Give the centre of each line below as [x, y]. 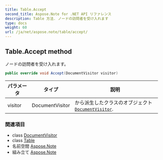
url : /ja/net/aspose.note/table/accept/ [47, 32]
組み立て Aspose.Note [34, 152]
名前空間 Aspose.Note [34, 146]
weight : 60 [16, 28]
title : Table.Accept [26, 9]
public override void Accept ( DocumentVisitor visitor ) [62, 73]
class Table [23, 140]
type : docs [16, 23]
